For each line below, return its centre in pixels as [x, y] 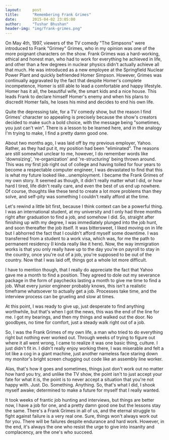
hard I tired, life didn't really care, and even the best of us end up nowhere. [83, 186]
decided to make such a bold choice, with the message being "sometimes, [83, 123]
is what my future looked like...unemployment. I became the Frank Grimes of [84, 175]
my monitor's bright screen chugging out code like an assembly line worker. [84, 359]
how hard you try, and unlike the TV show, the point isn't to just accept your [84, 374]
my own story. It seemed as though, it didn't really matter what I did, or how [84, 181]
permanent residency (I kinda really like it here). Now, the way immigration [82, 244]
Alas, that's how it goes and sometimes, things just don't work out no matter [84, 369]
